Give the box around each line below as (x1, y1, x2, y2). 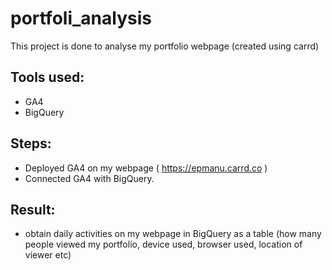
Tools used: (10, 69, 85, 86)
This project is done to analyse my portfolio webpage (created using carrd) (10, 40, 320, 52)
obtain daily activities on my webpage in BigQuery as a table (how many (24, 228, 322, 240)
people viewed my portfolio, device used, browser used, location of (24, 238, 303, 251)
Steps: (10, 135, 52, 152)
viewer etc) (24, 249, 72, 261)
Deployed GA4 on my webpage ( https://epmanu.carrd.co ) (24, 162, 268, 174)
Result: (10, 201, 56, 218)
